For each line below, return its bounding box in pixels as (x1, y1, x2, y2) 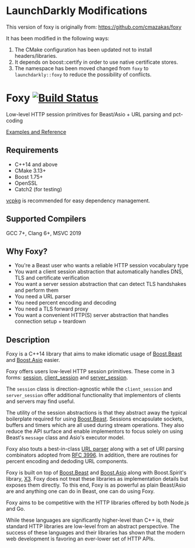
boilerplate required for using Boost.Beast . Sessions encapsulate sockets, (6, 415, 184, 422)
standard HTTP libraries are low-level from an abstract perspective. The (6, 523, 180, 530)
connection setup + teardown (14, 318, 86, 325)
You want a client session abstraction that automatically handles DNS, (14, 268, 183, 275)
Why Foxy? (6, 246, 48, 256)
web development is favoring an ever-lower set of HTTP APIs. (6, 535, 155, 542)
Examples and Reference (6, 128, 66, 135)
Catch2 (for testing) (14, 185, 63, 192)
